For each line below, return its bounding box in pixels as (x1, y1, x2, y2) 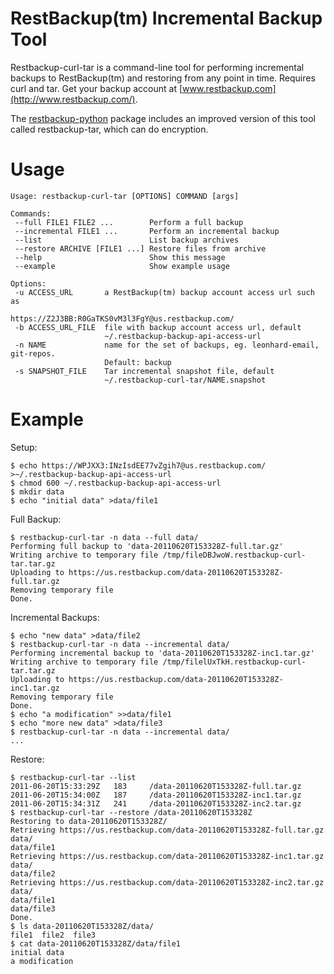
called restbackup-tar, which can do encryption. (10, 123, 209, 135)
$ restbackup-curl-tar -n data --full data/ (10, 532, 199, 542)
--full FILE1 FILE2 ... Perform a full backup (14, 217, 244, 227)
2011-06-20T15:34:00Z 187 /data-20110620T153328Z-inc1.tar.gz (10, 790, 302, 800)
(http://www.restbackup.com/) (10, 93, 136, 105)
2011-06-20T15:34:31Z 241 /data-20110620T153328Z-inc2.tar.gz (10, 798, 302, 809)
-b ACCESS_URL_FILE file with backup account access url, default (14, 322, 302, 332)
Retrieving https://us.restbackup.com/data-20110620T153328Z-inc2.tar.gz (10, 877, 325, 887)
